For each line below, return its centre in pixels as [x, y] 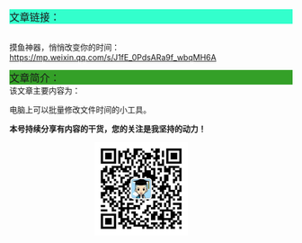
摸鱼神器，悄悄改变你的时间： [64, 47]
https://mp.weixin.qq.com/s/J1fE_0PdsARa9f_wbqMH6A [113, 57]
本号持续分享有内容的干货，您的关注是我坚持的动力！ [108, 129]
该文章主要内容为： [45, 90]
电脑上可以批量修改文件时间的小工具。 [80, 110]
